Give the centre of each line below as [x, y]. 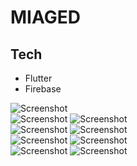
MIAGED [45, 17]
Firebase [43, 89]
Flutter [38, 78]
